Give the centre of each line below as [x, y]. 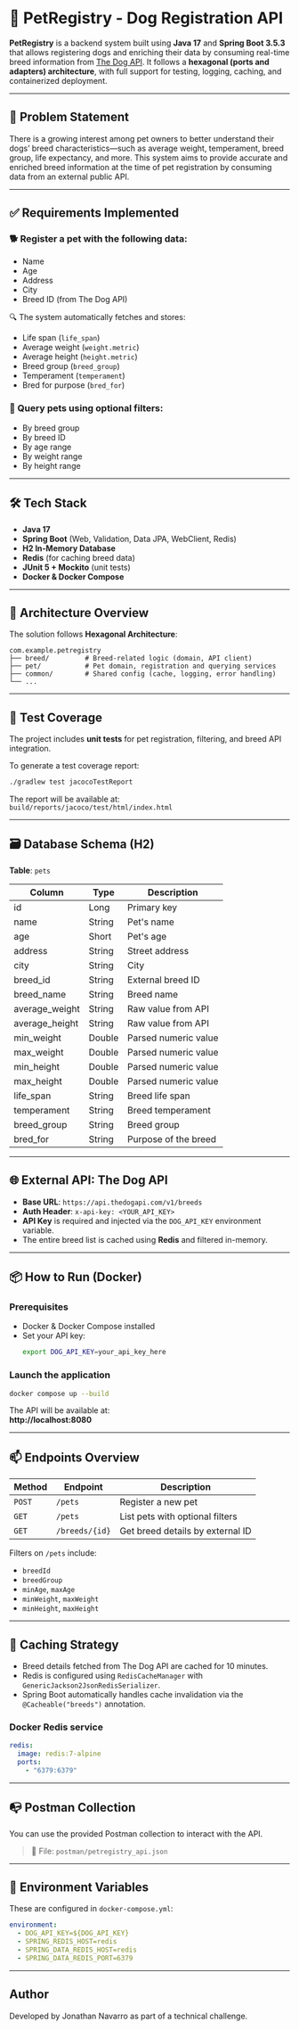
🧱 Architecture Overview [79, 613]
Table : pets [30, 870]
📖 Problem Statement [69, 117]
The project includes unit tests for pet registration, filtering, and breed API [145, 739]
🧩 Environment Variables [79, 1888]
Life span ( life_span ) [61, 338]
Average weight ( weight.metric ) [81, 348]
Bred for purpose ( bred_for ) [73, 385]
